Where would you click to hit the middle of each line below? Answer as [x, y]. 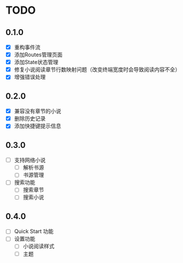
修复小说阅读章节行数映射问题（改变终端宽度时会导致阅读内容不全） [97, 69]
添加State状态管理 [36, 62]
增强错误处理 [30, 77]
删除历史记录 [30, 119]
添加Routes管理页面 [38, 55]
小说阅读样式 [38, 246]
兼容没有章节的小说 [38, 111]
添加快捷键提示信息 [38, 126]
